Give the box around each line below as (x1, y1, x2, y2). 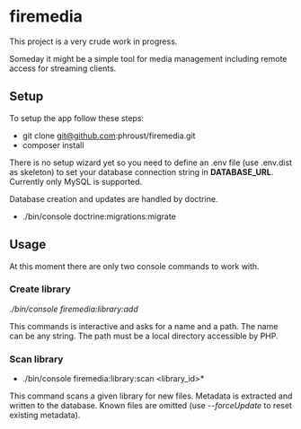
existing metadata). (9, 410, 81, 421)
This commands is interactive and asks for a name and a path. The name (9, 320, 279, 331)
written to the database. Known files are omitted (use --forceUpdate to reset (9, 400, 292, 411)
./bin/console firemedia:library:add (9, 303, 139, 314)
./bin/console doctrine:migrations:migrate (22, 211, 177, 222)
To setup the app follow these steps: (9, 112, 145, 123)
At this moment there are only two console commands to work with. (9, 260, 260, 271)
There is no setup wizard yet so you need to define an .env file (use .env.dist (9, 157, 293, 168)
